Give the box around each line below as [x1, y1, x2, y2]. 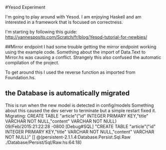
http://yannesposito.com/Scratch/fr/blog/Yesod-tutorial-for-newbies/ [5, 34, 148, 40]
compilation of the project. [5, 60, 60, 65]
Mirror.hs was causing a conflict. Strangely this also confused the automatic [5, 54, 162, 60]
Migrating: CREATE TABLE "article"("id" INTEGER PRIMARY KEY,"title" [5, 113, 149, 119]
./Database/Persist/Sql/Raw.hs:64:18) [5, 139, 82, 145]
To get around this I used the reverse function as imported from [5, 69, 136, 75]
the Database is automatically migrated [5, 89, 130, 98]
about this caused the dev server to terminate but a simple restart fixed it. [5, 107, 156, 114]
